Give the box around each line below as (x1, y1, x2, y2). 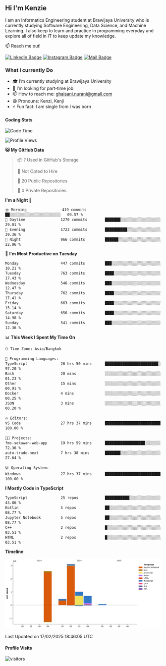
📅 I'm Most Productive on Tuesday (5, 251, 78, 257)
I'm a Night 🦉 (5, 197, 32, 203)
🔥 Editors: (5, 416, 28, 421)
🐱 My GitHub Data (5, 147, 45, 153)
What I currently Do (5, 66, 53, 73)
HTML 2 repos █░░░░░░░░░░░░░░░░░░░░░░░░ (5, 535, 161, 540)
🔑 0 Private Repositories (17, 188, 67, 194)
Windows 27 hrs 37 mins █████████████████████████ (5, 472, 161, 477)
